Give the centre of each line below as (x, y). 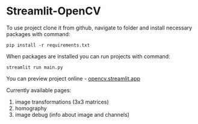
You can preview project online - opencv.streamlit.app (73, 78)
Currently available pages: (39, 90)
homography (31, 108)
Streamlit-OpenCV (54, 11)
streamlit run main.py (35, 67)
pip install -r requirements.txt (48, 45)
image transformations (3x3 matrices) (62, 102)
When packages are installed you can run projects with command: (88, 56)
